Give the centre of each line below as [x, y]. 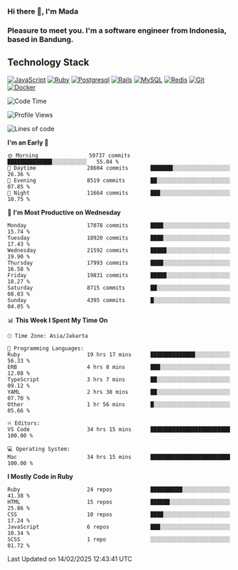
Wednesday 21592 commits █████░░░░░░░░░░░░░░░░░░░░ [119, 250]
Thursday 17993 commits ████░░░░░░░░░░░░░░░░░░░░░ [119, 263]
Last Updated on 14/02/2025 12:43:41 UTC [70, 559]
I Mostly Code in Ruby [40, 476]
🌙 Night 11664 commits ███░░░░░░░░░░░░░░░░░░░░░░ [119, 193]
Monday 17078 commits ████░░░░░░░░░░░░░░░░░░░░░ [119, 225]
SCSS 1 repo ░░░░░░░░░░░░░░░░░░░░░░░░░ [119, 539]
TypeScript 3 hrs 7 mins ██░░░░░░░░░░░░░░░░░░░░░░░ [119, 379]
